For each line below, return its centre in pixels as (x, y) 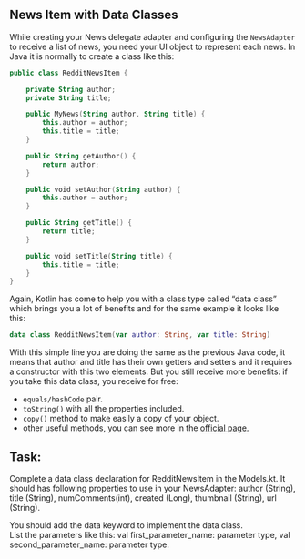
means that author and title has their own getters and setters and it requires (151, 362)
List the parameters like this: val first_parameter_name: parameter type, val (150, 535)
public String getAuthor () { (81, 156)
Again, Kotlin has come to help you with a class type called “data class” (143, 299)
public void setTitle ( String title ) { (99, 256)
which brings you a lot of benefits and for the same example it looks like (144, 309)
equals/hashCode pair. (62, 399)
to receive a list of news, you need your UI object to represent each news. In (152, 46)
